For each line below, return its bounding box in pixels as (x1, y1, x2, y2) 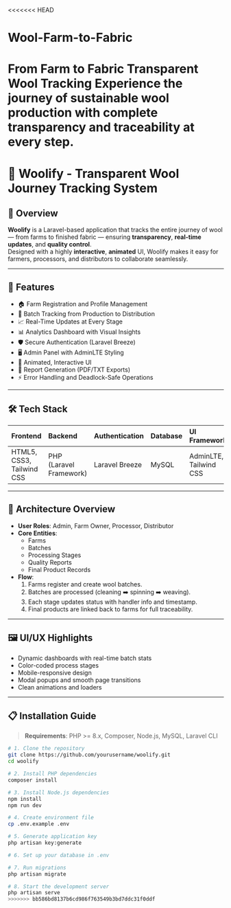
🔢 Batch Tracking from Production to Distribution (17, 310, 155, 318)
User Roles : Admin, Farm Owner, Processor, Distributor (17, 521, 174, 530)
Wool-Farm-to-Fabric (8, 30, 133, 45)
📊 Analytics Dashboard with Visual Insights (17, 328, 141, 336)
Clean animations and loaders (17, 683, 102, 691)
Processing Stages (27, 551, 82, 559)
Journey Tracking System (8, 180, 158, 196)
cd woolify (8, 758, 39, 765)
